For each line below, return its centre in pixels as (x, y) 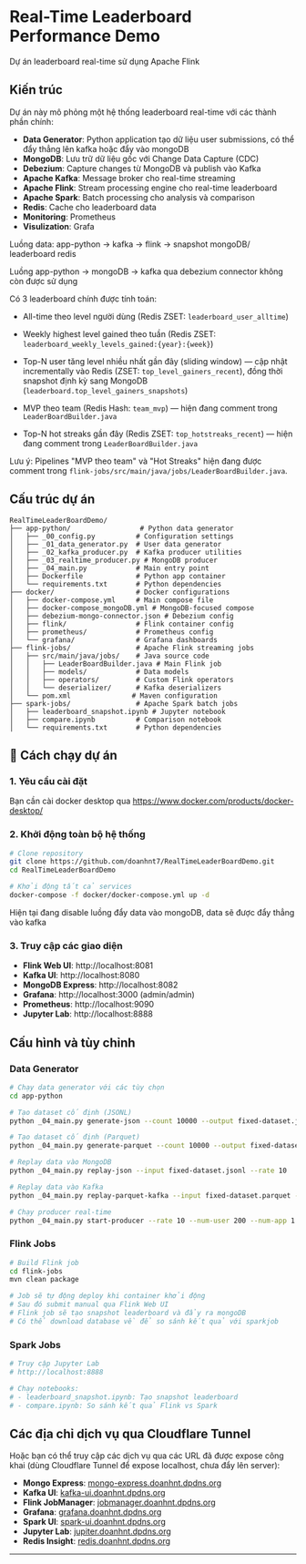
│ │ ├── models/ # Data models (99, 671)
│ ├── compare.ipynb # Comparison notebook (116, 720)
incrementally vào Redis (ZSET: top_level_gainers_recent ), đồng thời (153, 371)
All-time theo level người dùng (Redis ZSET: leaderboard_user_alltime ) (156, 316)
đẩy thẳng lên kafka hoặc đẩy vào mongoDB (106, 148)
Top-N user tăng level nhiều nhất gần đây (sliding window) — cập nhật (155, 361)
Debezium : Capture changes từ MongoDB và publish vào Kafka (142, 168)
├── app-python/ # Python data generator (122, 528)
